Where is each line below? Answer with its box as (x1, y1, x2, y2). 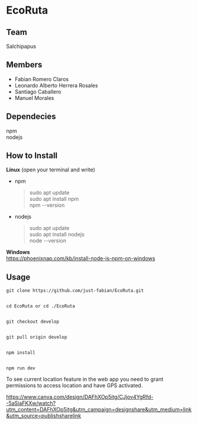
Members (6, 60, 43, 70)
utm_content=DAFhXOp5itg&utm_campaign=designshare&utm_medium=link (6, 406, 192, 413)
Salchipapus (6, 43, 37, 50)
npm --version (29, 202, 65, 209)
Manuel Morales (14, 94, 54, 101)
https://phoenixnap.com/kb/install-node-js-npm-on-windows (6, 255, 155, 262)
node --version (29, 237, 67, 244)
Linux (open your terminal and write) (6, 166, 96, 173)
